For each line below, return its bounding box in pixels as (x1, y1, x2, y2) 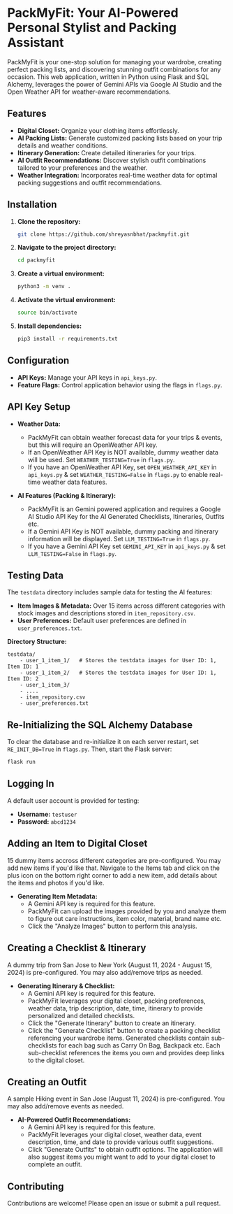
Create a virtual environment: (17, 269, 105, 278)
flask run (7, 759, 36, 766)
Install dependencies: (17, 322, 82, 330)
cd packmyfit (17, 257, 56, 264)
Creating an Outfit (7, 1076, 87, 1088)
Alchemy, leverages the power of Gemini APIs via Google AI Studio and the (7, 80, 222, 88)
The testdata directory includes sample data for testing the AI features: (7, 588, 213, 597)
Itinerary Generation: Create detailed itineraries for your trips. (17, 148, 197, 157)
